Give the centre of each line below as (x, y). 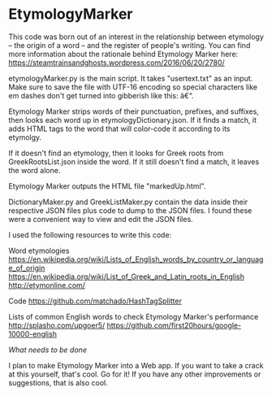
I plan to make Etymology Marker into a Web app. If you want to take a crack (136, 365)
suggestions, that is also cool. (58, 382)
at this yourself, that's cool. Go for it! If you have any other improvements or (135, 374)
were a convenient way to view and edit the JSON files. (101, 219)
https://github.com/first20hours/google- (174, 325)
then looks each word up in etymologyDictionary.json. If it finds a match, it (133, 120)
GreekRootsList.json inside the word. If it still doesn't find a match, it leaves (134, 161)
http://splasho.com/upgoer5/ (57, 325)
